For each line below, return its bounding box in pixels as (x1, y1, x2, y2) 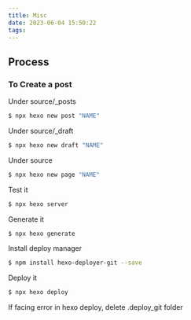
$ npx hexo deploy (8, 289, 68, 296)
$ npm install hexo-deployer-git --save (8, 259, 143, 267)
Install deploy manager (8, 244, 83, 253)
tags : (8, 26, 26, 34)
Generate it (8, 214, 45, 224)
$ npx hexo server (8, 200, 68, 208)
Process (8, 55, 50, 68)
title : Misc (8, 11, 47, 20)
